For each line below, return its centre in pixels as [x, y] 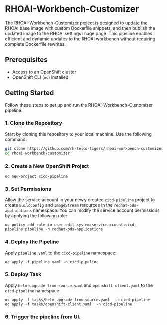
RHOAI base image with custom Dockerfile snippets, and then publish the [80, 28]
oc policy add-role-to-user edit [40, 225]
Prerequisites [26, 60]
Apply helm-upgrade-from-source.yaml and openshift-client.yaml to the [79, 285]
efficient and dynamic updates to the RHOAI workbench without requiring [80, 39]
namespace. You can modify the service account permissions [96, 210]
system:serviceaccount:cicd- [106, 225]
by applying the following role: [36, 216]
